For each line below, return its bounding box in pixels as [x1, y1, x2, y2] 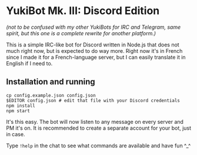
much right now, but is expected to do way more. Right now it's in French [6, 47, 183, 54]
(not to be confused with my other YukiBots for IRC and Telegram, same [6, 23, 181, 31]
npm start [6, 107, 31, 114]
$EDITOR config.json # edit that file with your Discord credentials [6, 97, 181, 103]
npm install [6, 103, 35, 109]
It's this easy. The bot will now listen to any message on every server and [6, 118, 184, 125]
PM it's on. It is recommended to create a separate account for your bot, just [6, 124, 192, 132]
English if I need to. [6, 60, 53, 67]
